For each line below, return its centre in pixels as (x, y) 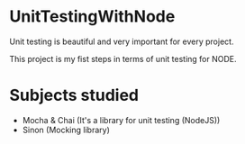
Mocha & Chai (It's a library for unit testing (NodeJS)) (121, 120)
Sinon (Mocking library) (66, 130)
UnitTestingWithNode (92, 17)
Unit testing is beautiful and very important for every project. (122, 41)
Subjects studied (74, 95)
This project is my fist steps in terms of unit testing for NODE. (123, 58)
